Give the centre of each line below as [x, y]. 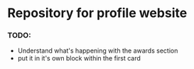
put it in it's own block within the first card [79, 58]
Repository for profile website [97, 13]
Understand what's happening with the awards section [98, 51]
